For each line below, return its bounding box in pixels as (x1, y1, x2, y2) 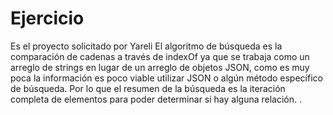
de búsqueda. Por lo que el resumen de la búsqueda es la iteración (10, 82, 286, 94)
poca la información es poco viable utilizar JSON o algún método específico (10, 72, 323, 84)
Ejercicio (10, 7, 85, 30)
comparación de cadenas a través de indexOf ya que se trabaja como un (10, 50, 310, 62)
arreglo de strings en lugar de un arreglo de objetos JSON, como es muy (10, 61, 310, 73)
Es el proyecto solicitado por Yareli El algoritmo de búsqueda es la (10, 40, 283, 52)
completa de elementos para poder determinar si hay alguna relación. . (10, 93, 303, 105)
